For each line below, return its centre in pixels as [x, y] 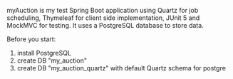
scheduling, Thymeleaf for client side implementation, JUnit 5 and [103, 18]
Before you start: [31, 39]
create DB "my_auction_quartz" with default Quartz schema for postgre [121, 68]
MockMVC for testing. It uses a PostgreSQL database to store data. [105, 25]
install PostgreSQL [44, 53]
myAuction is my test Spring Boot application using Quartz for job [103, 10]
